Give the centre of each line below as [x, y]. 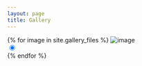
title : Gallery [29, 20]
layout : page [26, 14]
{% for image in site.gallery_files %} [58, 40]
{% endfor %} [27, 56]
